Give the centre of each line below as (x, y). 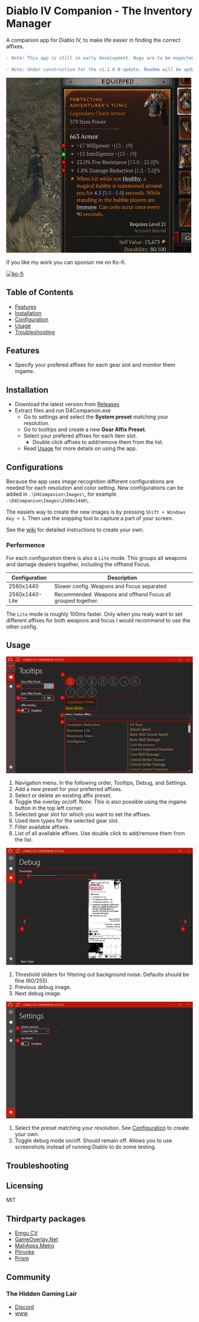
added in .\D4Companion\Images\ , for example (61, 494)
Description (122, 577)
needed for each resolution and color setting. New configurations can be (95, 488)
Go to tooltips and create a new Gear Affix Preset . (85, 430)
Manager (29, 23)
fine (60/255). (32, 981)
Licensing (25, 1186)
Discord (24, 1307)
